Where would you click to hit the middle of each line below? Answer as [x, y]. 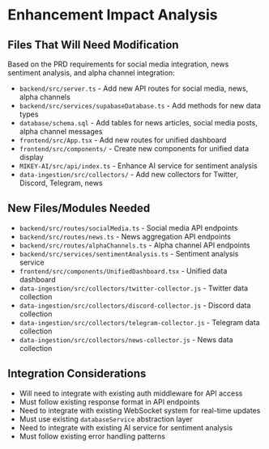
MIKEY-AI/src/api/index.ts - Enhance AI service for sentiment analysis [138, 166]
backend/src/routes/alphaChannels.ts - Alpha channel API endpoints [134, 245]
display [31, 157]
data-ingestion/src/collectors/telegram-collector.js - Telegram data [139, 322]
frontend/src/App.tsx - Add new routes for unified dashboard [123, 140]
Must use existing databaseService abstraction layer [106, 419]
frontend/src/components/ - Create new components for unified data [134, 148]
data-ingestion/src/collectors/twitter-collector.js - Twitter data [134, 288]
